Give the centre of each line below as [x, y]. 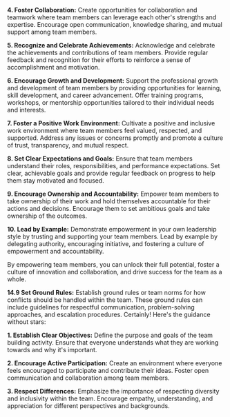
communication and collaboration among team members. [89, 378]
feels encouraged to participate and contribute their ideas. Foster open [108, 370]
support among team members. [52, 32]
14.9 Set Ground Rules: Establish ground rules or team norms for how [106, 293]
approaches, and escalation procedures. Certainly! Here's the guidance [109, 314]
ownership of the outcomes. [47, 216]
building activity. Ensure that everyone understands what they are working [113, 343]
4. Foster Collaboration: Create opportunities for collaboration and [102, 10]
